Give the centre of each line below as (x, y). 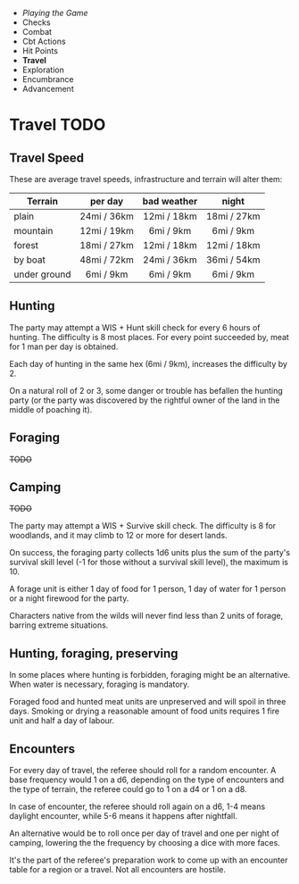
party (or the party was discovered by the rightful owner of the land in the (145, 400)
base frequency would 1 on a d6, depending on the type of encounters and (147, 780)
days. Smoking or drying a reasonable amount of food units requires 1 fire (144, 711)
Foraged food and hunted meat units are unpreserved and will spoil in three (148, 702)
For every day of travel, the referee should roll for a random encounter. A (143, 771)
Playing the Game (55, 13)
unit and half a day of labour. (62, 721)
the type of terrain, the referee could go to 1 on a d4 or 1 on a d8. (128, 789)
